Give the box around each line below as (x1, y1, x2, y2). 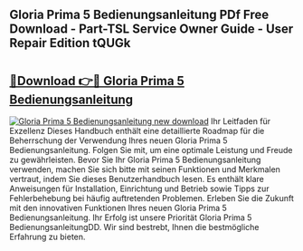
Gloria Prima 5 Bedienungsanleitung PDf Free (9, 7, 270, 23)
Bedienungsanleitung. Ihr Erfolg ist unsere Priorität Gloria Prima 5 (9, 212, 252, 223)
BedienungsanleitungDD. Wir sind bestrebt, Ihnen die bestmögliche (9, 222, 260, 232)
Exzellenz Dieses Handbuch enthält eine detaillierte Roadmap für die (9, 126, 265, 136)
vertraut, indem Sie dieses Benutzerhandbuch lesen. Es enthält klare (9, 174, 265, 184)
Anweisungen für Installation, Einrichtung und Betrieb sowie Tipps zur (9, 183, 270, 194)
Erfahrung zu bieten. (9, 231, 86, 242)
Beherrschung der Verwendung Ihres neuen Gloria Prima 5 (9, 135, 228, 146)
